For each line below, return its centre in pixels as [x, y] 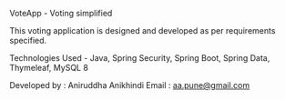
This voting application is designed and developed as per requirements [142, 30]
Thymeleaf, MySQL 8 [49, 68]
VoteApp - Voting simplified [61, 13]
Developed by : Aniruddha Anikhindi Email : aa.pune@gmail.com [130, 85]
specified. [28, 40]
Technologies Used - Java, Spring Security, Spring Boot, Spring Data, [140, 58]
